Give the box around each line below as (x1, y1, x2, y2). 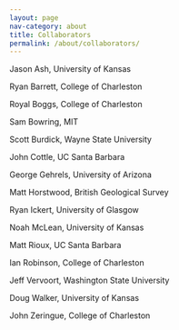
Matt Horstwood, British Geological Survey (9, 187, 170, 198)
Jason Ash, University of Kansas (9, 64, 132, 75)
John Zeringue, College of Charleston (9, 310, 151, 321)
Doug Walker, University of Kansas (9, 293, 139, 304)
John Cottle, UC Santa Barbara (9, 152, 125, 163)
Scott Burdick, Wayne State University (9, 134, 153, 145)
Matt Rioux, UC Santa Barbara (9, 240, 122, 251)
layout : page (9, 13, 59, 23)
